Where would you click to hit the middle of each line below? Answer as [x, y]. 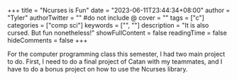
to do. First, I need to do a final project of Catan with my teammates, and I [115, 62]
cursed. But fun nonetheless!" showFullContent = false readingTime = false [117, 33]
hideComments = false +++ [48, 40]
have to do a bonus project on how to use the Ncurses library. [98, 69]
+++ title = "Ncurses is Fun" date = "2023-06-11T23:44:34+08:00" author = [119, 10]
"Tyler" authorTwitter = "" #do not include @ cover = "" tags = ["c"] [106, 18]
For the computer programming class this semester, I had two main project [116, 54]
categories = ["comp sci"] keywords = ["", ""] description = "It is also [108, 25]
